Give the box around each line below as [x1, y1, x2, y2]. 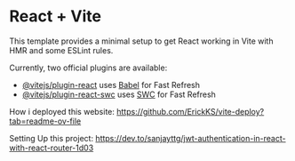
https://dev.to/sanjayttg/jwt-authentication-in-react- [95, 133, 286, 143]
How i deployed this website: [9, 106, 116, 117]
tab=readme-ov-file [9, 116, 82, 126]
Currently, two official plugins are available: [9, 62, 168, 73]
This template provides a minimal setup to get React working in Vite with [9, 36, 274, 46]
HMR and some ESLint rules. [9, 44, 114, 55]
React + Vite [9, 6, 102, 27]
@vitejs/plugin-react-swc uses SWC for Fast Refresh [21, 89, 216, 100]
